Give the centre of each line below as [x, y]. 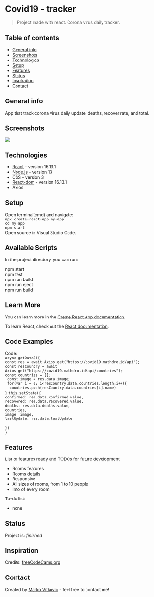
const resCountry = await [31, 367]
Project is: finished [24, 536]
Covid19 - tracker [41, 9]
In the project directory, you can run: [42, 259]
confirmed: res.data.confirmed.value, [44, 398]
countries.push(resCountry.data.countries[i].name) [63, 388]
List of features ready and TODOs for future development [62, 459]
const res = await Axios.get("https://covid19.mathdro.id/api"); [72, 362]
